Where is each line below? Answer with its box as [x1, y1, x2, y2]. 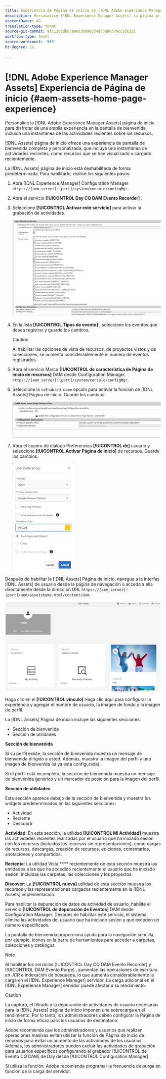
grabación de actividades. [12, 210, 66, 216]
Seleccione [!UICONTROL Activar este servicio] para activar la [12, 205, 142, 211]
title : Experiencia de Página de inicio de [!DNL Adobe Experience [5, 8, 147, 13]
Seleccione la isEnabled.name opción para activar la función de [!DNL [12, 386, 153, 392]
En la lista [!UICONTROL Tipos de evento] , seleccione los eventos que [12, 322, 158, 327]
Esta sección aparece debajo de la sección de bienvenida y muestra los [5, 795, 151, 801]
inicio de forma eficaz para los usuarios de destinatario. [5, 1018, 119, 1024]
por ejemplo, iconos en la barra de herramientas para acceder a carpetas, [5, 937, 156, 943]
